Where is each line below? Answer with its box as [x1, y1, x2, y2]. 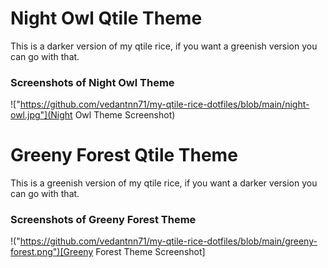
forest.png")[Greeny [10, 246, 94, 258]
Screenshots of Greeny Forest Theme [10, 213, 197, 227]
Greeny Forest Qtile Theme [10, 144, 238, 167]
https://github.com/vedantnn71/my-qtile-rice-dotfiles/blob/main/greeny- [19, 235, 318, 247]
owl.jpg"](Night [10, 109, 73, 121]
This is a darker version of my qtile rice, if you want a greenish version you [10, 40, 318, 52]
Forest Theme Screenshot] [95, 246, 206, 258]
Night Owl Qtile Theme [10, 7, 203, 30]
